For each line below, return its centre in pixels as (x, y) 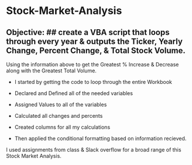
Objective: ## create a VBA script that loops (88, 32)
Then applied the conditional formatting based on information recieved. (100, 138)
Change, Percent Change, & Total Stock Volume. (96, 50)
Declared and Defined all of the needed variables (74, 93)
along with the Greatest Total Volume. (51, 71)
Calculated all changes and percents (59, 116)
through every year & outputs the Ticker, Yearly (95, 41)
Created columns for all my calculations (62, 127)
